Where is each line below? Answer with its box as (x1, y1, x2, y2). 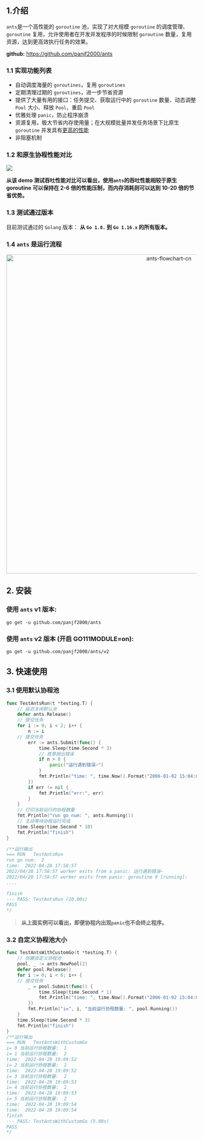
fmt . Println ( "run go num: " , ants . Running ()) (17, 813, 134, 819)
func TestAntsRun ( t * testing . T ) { (6, 700, 94, 706)
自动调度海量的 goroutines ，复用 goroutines (14, 81, 126, 89)
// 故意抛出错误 (38, 751, 74, 757)
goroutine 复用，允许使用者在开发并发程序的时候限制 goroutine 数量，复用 (6, 30, 192, 37)
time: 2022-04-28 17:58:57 (6, 863, 77, 869)
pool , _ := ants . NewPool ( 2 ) (17, 961, 88, 967)
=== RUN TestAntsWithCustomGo (6, 1040, 88, 1046)
